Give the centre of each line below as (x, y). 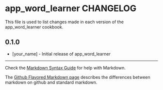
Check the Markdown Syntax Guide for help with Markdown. (65, 68)
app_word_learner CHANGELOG (71, 8)
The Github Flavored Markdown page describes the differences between (78, 77)
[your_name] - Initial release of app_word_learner (61, 54)
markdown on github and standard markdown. (51, 82)
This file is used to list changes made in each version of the (64, 22)
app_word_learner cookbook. (34, 27)
